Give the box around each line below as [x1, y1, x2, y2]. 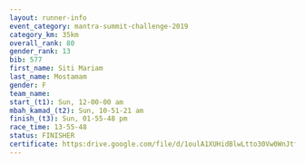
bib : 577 [9, 55, 43, 64]
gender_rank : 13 [9, 47, 71, 56]
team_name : [9, 89, 51, 98]
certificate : [9, 139, 59, 149]
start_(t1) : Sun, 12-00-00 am [9, 97, 124, 107]
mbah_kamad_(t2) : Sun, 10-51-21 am [9, 106, 144, 115]
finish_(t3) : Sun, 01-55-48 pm [9, 114, 128, 123]
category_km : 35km [9, 30, 79, 39]
